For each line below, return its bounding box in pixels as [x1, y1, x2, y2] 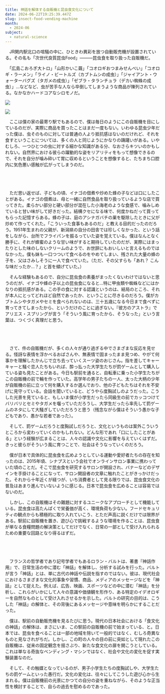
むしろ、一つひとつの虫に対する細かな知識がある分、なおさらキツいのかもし [5, 143, 160, 149]
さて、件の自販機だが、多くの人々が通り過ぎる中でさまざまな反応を [9, 345, 147, 351]
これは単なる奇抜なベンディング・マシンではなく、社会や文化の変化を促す [5, 649, 156, 655]
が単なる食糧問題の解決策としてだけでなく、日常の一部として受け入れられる [5, 524, 160, 530]
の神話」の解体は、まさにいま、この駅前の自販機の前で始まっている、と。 [5, 624, 156, 630]
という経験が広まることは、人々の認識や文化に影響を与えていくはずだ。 [13, 436, 160, 442]
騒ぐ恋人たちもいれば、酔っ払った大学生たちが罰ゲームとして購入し [22, 364, 160, 370]
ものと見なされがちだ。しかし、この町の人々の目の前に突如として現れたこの [5, 637, 160, 642]
